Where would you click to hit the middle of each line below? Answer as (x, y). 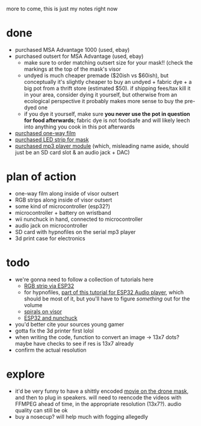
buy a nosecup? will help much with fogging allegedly (82, 416)
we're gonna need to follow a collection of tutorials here (84, 279)
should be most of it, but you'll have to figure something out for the (107, 299)
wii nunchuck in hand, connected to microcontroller (79, 219)
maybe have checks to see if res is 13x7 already (74, 343)
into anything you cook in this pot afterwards (79, 127)
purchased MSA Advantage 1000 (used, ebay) (72, 49)
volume (33, 305)
